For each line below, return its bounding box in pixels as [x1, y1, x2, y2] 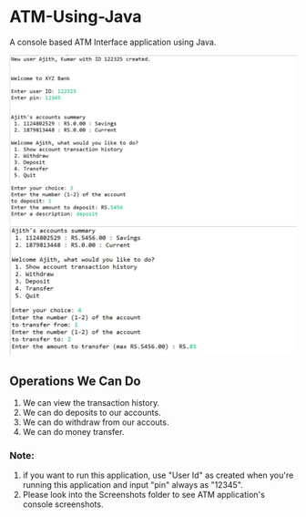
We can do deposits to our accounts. [22, 407, 161, 418]
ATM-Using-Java [9, 6, 142, 27]
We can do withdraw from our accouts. [22, 417, 169, 428]
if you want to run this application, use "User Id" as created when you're [22, 470, 294, 481]
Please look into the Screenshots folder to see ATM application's [22, 490, 266, 501]
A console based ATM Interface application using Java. [9, 36, 217, 47]
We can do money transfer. [22, 426, 125, 437]
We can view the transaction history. [22, 397, 160, 408]
